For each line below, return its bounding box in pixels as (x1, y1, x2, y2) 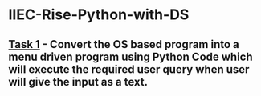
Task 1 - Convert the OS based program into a (8, 38, 239, 51)
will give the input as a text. (8, 74, 149, 89)
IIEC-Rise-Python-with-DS (8, 6, 190, 24)
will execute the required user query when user (8, 62, 250, 76)
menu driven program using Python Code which (8, 50, 253, 63)
